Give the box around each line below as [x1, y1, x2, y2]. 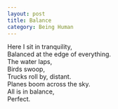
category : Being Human [7, 23, 74, 30]
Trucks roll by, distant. [7, 72, 72, 81]
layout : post [7, 10, 46, 18]
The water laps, [7, 58, 53, 66]
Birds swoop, [7, 65, 46, 74]
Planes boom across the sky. [7, 80, 91, 89]
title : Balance [7, 17, 52, 24]
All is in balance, [7, 87, 55, 96]
